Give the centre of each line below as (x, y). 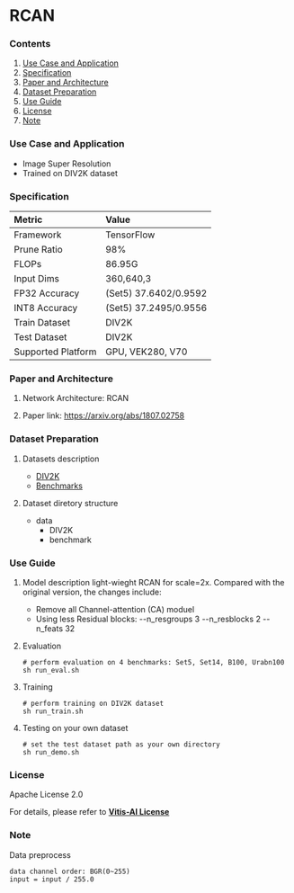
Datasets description (61, 459)
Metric (28, 219)
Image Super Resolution (67, 164)
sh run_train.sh (53, 711)
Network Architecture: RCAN (76, 398)
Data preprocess (40, 854)
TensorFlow (130, 235)
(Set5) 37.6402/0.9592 (156, 293)
